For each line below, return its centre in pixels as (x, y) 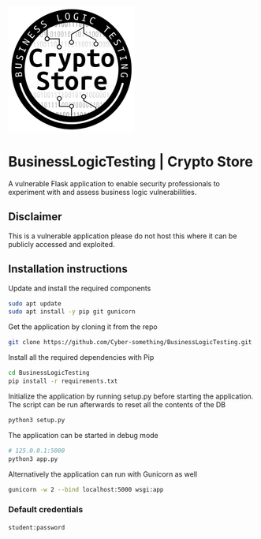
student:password (37, 527)
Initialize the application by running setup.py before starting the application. (131, 396)
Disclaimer (35, 217)
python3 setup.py (37, 420)
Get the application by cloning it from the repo (83, 327)
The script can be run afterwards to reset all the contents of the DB (117, 404)
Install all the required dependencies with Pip (81, 357)
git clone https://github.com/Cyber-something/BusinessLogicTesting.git (130, 342)
